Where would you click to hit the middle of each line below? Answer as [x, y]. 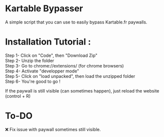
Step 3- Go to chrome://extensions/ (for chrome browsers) [65, 66]
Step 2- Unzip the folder [30, 60]
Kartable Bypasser [44, 9]
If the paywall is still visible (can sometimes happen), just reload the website [82, 91]
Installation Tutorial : [48, 42]
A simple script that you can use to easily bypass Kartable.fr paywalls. [76, 22]
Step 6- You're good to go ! [33, 81]
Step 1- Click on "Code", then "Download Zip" [51, 55]
